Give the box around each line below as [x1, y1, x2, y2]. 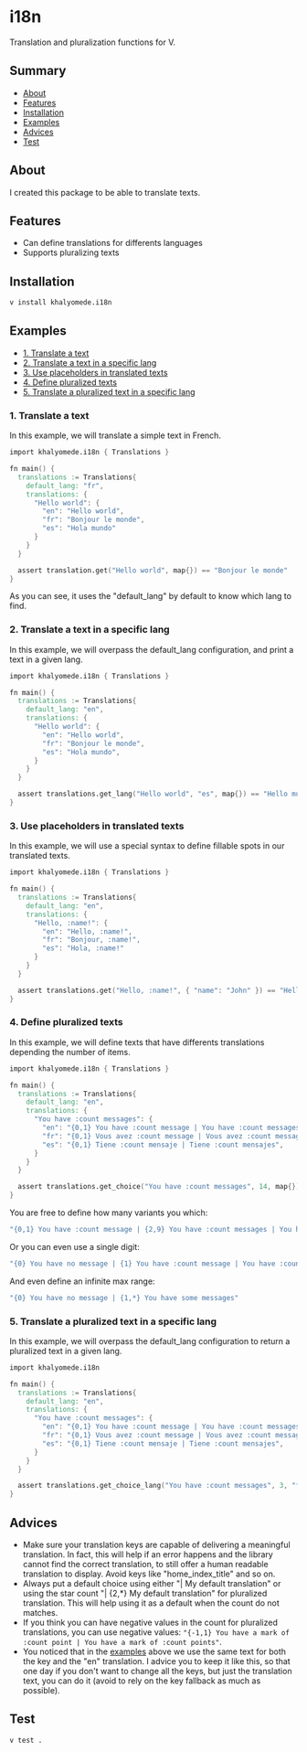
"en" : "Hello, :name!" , [42, 926, 132, 936]
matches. [22, 1608, 58, 1618]
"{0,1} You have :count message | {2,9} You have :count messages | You [9, 1225, 292, 1234]
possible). [22, 1685, 61, 1696]
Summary [9, 63, 67, 79]
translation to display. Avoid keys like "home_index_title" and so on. [22, 1568, 276, 1579]
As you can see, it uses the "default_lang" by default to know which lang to [9, 591, 292, 602]
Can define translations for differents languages [22, 238, 203, 249]
